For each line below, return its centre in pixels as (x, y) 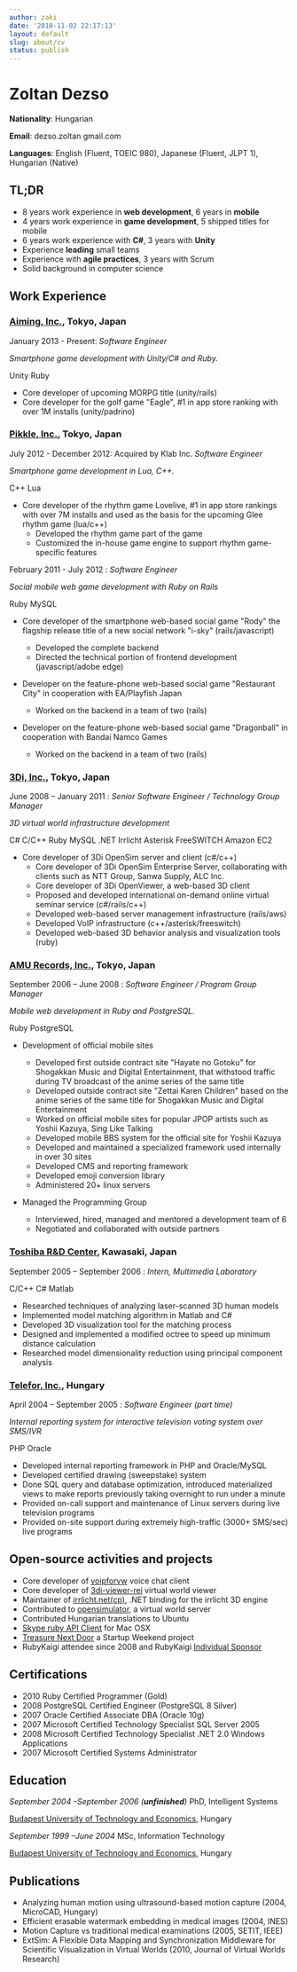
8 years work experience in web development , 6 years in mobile (141, 212)
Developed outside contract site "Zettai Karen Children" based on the (162, 1091)
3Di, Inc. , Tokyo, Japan (60, 777)
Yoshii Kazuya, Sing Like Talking (94, 1128)
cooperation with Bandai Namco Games (94, 736)
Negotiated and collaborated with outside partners (127, 1229)
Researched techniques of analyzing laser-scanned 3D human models (150, 1306)
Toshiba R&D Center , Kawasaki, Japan (93, 1252)
